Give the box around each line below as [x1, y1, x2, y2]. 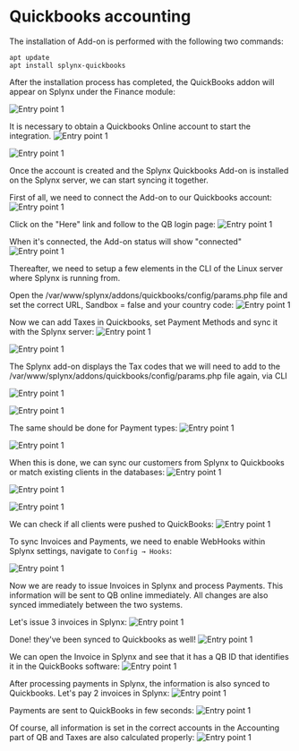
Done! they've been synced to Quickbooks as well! [9, 634, 197, 644]
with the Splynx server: [9, 326, 95, 337]
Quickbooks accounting [9, 6, 192, 27]
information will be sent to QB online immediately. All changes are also [9, 589, 269, 601]
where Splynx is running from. [9, 272, 121, 283]
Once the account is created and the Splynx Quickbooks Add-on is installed [9, 165, 289, 175]
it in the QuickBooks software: [9, 661, 121, 671]
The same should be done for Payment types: [9, 422, 178, 433]
